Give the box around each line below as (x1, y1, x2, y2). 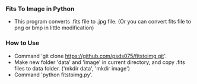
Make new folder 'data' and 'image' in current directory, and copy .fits (14, 58, 185, 66)
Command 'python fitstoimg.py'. (14, 71, 93, 78)
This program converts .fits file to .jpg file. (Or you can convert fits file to (14, 18, 191, 25)
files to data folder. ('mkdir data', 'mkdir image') (14, 65, 130, 72)
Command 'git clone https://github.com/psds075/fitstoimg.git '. (14, 52, 167, 59)
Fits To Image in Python (5, 5, 75, 13)
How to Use (5, 39, 40, 47)
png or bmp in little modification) (14, 24, 94, 31)
